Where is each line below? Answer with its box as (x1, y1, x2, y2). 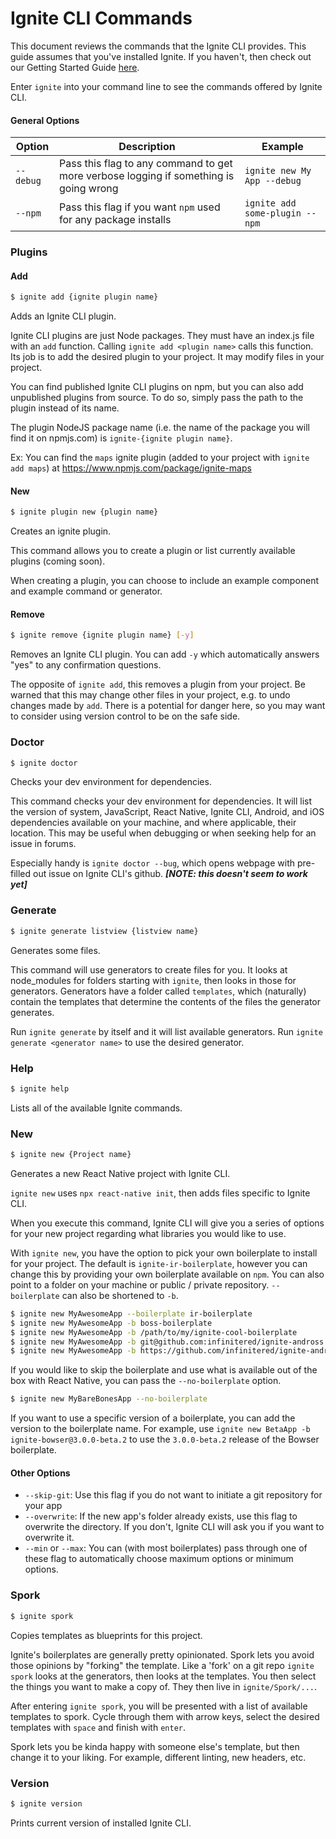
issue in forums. (10, 838, 77, 850)
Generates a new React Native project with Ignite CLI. (10, 1167, 231, 1179)
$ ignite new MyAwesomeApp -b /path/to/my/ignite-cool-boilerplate (10, 1327, 298, 1337)
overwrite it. (24, 1532, 75, 1544)
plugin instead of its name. (10, 402, 120, 414)
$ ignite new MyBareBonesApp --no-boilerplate (10, 1394, 208, 1404)
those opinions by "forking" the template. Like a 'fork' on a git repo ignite (10, 1659, 315, 1671)
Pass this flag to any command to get (59, 157, 233, 171)
